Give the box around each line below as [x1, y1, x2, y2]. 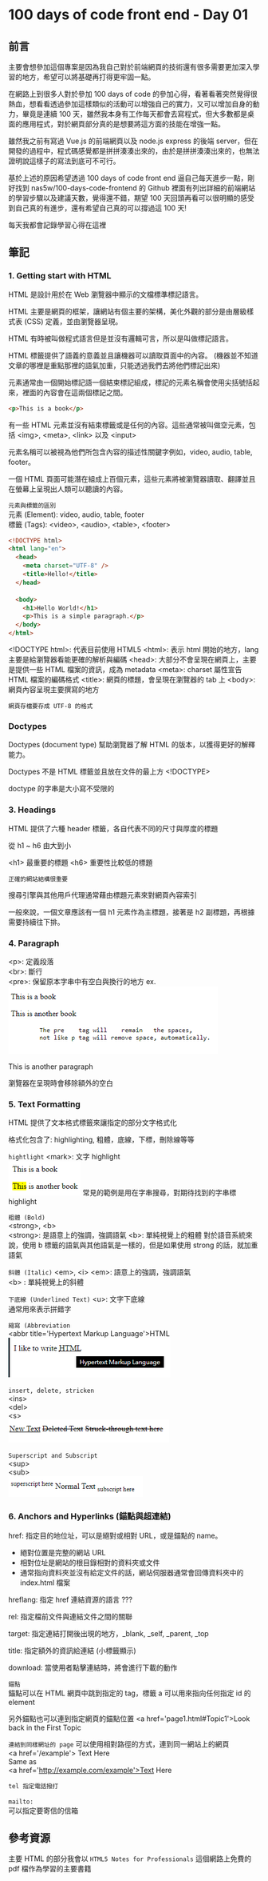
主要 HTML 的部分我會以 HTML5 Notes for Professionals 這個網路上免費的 [8, 1854, 252, 1863]
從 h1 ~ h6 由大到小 [8, 840, 72, 850]
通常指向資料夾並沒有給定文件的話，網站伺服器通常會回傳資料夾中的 [19, 1567, 244, 1577]
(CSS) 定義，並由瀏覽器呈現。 [23, 316, 123, 326]
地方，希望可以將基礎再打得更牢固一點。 [22, 72, 156, 82]
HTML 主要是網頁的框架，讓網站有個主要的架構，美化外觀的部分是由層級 [8, 306, 247, 316]
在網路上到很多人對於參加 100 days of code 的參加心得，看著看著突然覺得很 [8, 90, 258, 98]
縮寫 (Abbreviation [8, 1322, 71, 1330]
